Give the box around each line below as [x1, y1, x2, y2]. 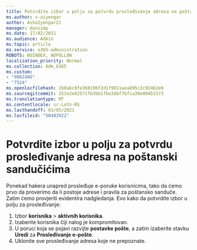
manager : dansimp [6, 25, 49, 31]
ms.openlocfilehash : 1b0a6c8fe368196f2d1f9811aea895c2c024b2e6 [6, 85, 164, 91]
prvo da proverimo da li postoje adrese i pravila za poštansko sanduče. [6, 189, 177, 196]
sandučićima [6, 163, 70, 176]
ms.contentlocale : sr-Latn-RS [6, 101, 80, 108]
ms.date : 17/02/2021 [6, 31, 57, 36]
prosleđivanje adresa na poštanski [6, 151, 178, 164]
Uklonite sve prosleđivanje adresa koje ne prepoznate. [14, 238, 147, 245]
